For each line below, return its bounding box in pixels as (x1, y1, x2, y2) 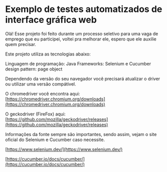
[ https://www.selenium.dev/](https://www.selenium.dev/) (5, 146, 123, 152)
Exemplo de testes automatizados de (5, 3, 162, 15)
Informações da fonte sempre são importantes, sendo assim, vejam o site (5, 131, 157, 137)
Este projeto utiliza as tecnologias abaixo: (5, 51, 91, 57)
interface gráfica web (5, 14, 97, 25)
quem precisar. (5, 41, 37, 47)
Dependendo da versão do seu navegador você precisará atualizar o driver (5, 75, 160, 81)
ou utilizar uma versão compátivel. (5, 81, 76, 87)
